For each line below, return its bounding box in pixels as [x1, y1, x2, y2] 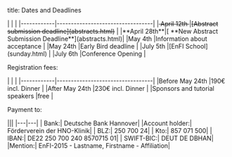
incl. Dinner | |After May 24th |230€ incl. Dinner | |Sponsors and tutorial [7, 84, 214, 92]
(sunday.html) [7, 49, 48, 58]
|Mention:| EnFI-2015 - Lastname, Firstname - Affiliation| [7, 142, 171, 150]
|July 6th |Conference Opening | [52, 49, 146, 58]
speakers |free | [7, 92, 54, 100]
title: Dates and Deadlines [7, 6, 82, 14]
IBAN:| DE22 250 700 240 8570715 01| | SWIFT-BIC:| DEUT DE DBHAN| [7, 134, 214, 142]
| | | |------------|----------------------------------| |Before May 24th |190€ [7, 77, 226, 85]
